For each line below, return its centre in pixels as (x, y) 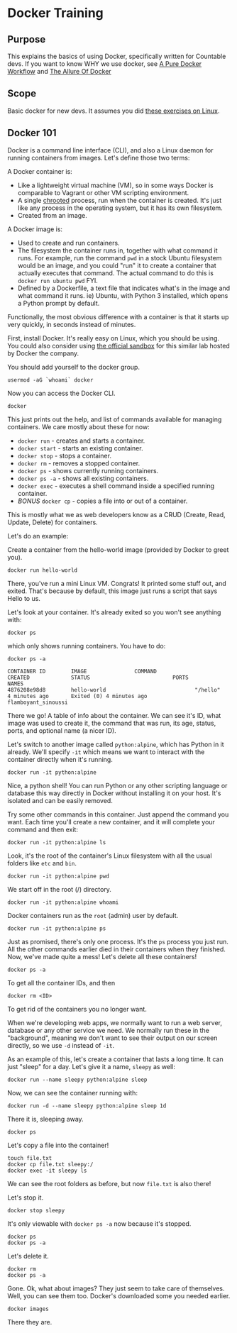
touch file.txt (30, 1158)
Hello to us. (24, 598)
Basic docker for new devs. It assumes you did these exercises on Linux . (114, 111)
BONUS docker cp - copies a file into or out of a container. (103, 501)
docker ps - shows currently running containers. (88, 470)
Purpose (27, 39)
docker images (28, 1309)
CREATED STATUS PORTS (98, 677)
